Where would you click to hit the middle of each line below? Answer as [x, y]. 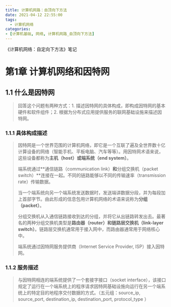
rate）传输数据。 [35, 182]
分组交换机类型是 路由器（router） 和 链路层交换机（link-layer [100, 223]
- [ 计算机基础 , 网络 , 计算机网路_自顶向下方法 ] [50, 34]
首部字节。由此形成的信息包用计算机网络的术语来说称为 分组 [85, 199]
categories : [18, 29]
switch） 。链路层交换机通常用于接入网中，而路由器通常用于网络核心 [89, 229]
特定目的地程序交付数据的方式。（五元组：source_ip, [86, 293]
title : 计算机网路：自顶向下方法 [36, 10]
